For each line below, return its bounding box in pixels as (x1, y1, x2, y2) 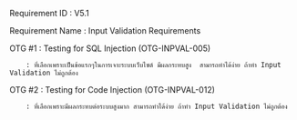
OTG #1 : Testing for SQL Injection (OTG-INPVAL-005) (9, 43, 211, 54)
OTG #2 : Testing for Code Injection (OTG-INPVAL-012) (9, 85, 216, 95)
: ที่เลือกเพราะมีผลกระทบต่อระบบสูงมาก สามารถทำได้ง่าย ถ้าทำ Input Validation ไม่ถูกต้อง (26, 102, 289, 111)
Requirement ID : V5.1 (9, 8, 89, 18)
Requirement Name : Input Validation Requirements (9, 25, 201, 35)
